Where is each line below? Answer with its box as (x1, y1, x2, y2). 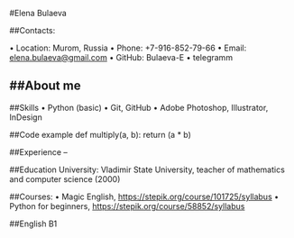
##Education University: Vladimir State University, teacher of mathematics (9, 164, 286, 175)
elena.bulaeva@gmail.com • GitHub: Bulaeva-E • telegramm (9, 52, 233, 62)
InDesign (9, 112, 42, 123)
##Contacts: (9, 25, 56, 35)
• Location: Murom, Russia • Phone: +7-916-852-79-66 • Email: (9, 42, 247, 53)
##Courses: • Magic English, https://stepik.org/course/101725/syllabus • (9, 191, 280, 202)
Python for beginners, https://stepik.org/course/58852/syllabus (9, 200, 245, 211)
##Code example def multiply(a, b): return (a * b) (9, 129, 192, 140)
